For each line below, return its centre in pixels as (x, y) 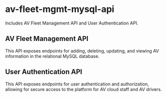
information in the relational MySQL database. (52, 56)
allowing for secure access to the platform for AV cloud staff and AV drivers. (83, 89)
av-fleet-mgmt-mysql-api (60, 9)
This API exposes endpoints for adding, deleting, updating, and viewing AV (82, 50)
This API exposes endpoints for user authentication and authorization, (77, 84)
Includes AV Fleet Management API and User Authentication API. (72, 23)
